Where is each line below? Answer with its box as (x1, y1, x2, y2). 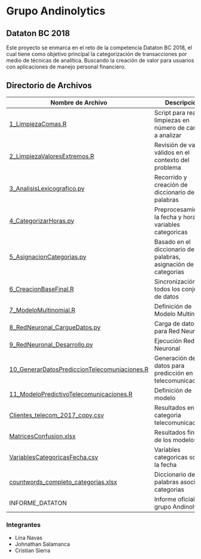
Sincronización (154, 277, 196, 286)
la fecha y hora (154, 213, 196, 221)
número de (154, 123, 185, 131)
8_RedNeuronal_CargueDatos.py (9, 323, 101, 331)
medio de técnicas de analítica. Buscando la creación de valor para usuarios (6, 57, 194, 64)
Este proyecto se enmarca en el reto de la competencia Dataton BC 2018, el (6, 44, 193, 51)
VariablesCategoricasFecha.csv (9, 453, 99, 461)
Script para (154, 108, 185, 116)
